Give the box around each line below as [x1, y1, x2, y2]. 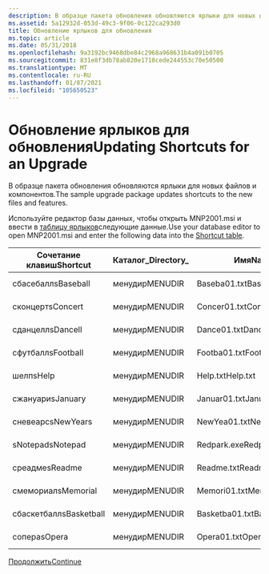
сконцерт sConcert [12, 301, 84, 312]
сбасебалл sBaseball [12, 278, 90, 289]
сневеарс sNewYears [12, 416, 93, 427]
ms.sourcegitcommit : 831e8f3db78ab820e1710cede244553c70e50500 [8, 57, 224, 65]
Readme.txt [196, 462, 240, 473]
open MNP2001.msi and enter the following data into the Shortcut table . [8, 231, 245, 240]
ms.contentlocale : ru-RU [8, 71, 91, 79]
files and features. [8, 198, 68, 208]
